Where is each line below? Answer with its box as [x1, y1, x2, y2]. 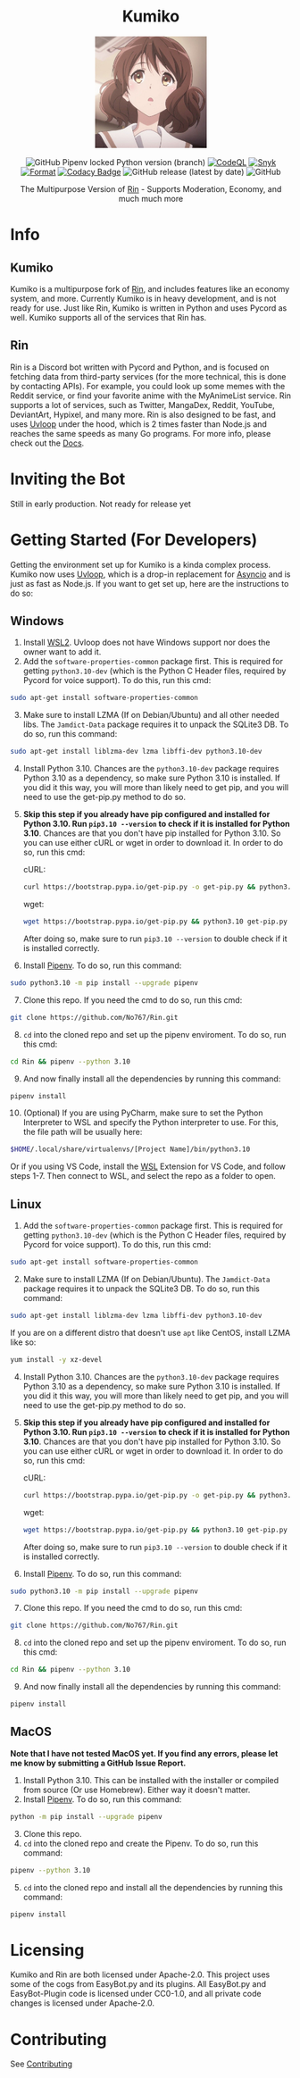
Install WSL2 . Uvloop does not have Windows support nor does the [22, 637, 271, 648]
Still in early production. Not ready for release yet [10, 498, 191, 509]
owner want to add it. [22, 647, 102, 657]
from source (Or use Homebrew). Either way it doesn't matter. [22, 1784, 251, 1795]
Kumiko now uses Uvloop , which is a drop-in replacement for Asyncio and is [10, 569, 291, 580]
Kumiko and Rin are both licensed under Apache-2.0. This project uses [10, 1969, 271, 1980]
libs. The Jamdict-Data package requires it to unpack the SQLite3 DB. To [22, 719, 289, 730]
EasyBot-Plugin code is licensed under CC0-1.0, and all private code [10, 1989, 262, 1999]
